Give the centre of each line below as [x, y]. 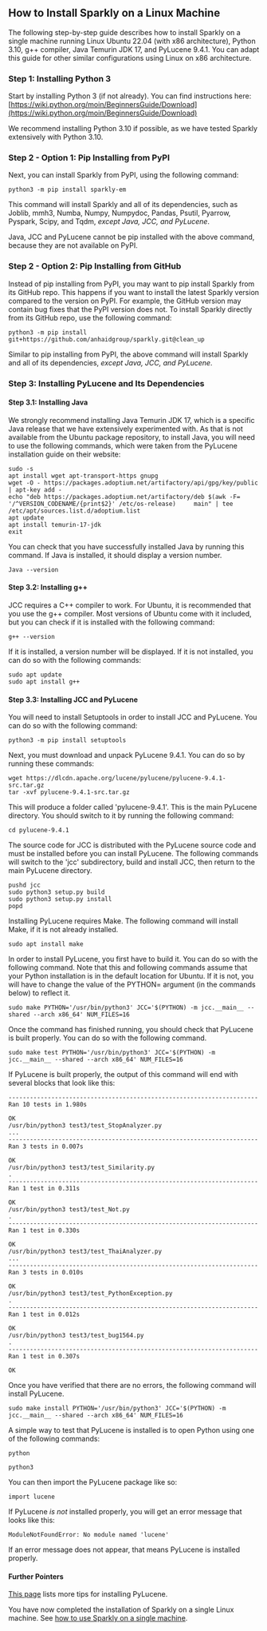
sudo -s [21, 469]
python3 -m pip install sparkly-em [67, 190]
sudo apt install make [46, 944]
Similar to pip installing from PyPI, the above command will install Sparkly [128, 354]
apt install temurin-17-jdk [55, 524]
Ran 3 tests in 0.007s [46, 1146]
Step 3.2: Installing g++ [48, 588]
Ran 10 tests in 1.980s [48, 1105]
